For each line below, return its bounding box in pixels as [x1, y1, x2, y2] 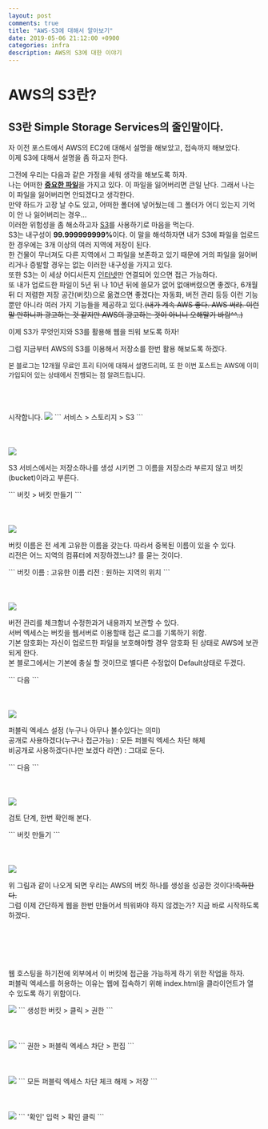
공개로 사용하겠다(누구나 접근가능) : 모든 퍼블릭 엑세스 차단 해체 [8, 735, 206, 745]
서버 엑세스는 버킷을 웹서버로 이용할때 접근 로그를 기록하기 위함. [8, 628, 207, 637]
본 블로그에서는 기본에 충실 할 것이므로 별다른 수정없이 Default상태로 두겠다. [8, 658, 246, 667]
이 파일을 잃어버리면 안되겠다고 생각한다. [8, 190, 134, 199]
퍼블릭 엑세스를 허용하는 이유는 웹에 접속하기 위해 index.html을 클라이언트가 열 [8, 979, 254, 988]
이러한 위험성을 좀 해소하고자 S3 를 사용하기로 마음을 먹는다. [8, 220, 194, 229]
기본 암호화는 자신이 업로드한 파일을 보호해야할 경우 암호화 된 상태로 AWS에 [8, 638, 244, 647]
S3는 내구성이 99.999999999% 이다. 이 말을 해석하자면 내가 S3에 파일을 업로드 [8, 230, 260, 239]
